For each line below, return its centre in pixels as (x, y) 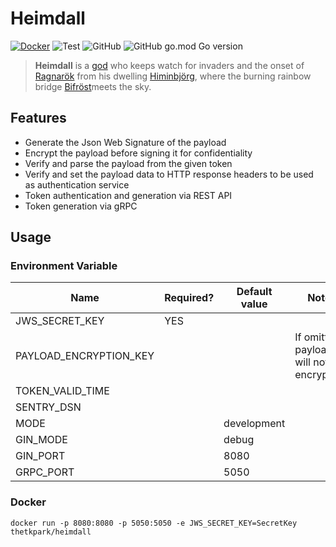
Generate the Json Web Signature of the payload (125, 142)
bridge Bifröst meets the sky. (93, 86)
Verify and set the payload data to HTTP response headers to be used (169, 174)
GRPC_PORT (45, 472)
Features (38, 118)
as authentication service (77, 184)
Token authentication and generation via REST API (128, 195)
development (254, 424)
